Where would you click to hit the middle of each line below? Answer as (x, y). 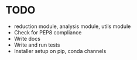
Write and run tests (37, 45)
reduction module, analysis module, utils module (72, 26)
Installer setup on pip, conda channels (60, 51)
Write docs (27, 38)
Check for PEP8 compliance (48, 32)
